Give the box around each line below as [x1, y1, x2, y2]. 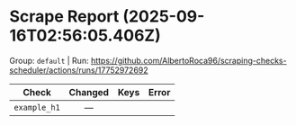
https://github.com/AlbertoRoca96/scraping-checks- [90, 55, 287, 66]
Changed [68, 85, 110, 98]
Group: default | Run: [9, 55, 89, 66]
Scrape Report [9, 6, 120, 27]
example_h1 [13, 102, 60, 112]
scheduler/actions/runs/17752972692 [9, 65, 148, 76]
